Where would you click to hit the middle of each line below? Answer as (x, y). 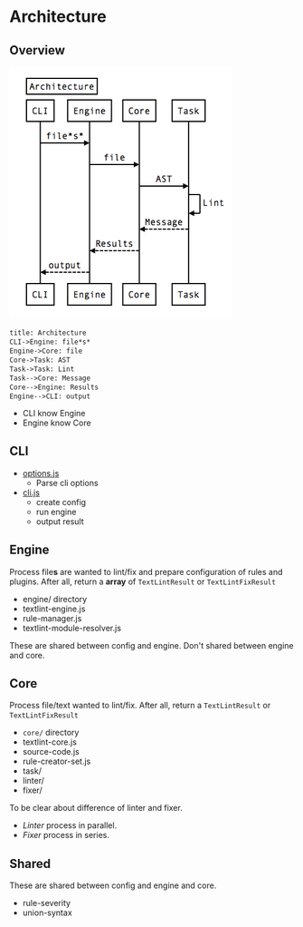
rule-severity (46, 903)
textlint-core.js (49, 742)
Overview (38, 50)
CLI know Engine (54, 413)
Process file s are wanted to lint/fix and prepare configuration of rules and (146, 571)
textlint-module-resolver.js (72, 628)
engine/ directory (55, 599)
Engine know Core (57, 423)
